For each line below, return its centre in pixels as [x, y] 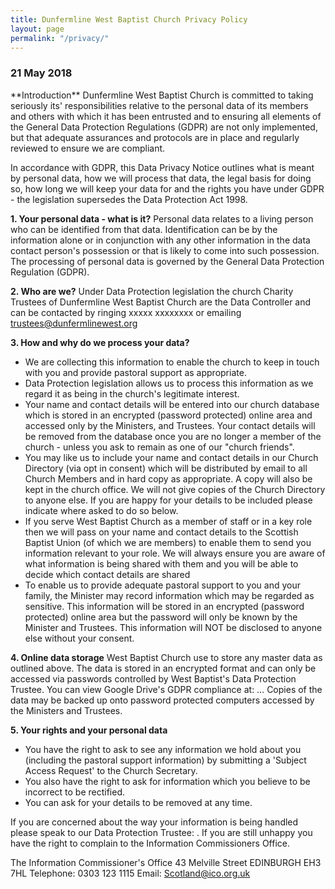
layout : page [37, 29]
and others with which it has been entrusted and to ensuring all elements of [166, 116]
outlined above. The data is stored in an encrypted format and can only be [163, 668]
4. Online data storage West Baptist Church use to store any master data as [166, 657]
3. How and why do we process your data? [100, 342]
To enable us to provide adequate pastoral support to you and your [162, 585]
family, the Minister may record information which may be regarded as [169, 595]
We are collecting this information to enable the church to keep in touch [172, 362]
